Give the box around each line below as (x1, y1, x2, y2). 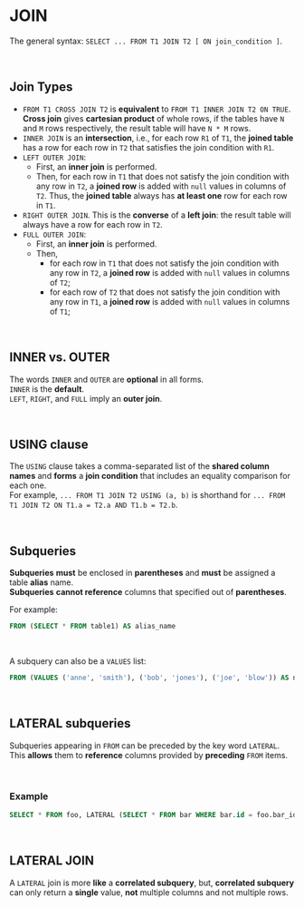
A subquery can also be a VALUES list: (9, 656, 147, 667)
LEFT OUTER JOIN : (22, 151, 87, 162)
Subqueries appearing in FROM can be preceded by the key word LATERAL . (9, 740, 280, 751)
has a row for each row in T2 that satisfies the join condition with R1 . (22, 141, 275, 152)
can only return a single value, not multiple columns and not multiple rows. (9, 886, 289, 898)
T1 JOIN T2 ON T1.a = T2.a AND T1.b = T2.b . (9, 500, 178, 511)
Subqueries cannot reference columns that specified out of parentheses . (9, 587, 287, 598)
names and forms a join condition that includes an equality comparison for (9, 471, 291, 482)
